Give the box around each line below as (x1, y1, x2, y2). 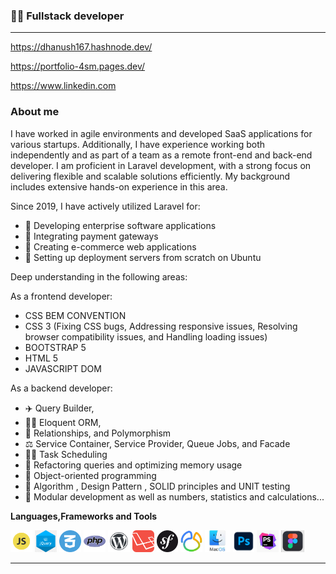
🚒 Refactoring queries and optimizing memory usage (24, 459, 243, 471)
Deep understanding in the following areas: (10, 270, 188, 283)
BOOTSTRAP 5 (24, 341, 87, 353)
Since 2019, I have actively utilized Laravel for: (10, 200, 201, 212)
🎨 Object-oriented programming (24, 469, 157, 481)
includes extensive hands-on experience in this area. (10, 180, 228, 193)
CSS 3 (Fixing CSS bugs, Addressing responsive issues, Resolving (24, 320, 298, 332)
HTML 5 (24, 352, 59, 364)
